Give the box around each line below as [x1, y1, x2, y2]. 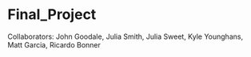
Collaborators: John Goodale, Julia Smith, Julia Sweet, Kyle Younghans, [7, 32, 244, 41]
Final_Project [7, 6, 97, 24]
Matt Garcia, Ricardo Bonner [7, 40, 102, 49]
